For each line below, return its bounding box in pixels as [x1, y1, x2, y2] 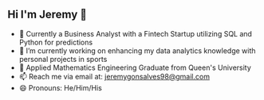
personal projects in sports [18, 54, 108, 63]
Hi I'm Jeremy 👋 [7, 8, 88, 21]
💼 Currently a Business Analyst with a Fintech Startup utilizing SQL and [18, 29, 253, 38]
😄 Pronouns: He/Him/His [18, 83, 103, 92]
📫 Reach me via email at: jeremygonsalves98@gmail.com [18, 71, 211, 81]
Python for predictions [18, 37, 93, 47]
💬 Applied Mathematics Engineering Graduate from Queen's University [18, 63, 252, 72]
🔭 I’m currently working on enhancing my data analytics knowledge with [18, 45, 256, 56]
